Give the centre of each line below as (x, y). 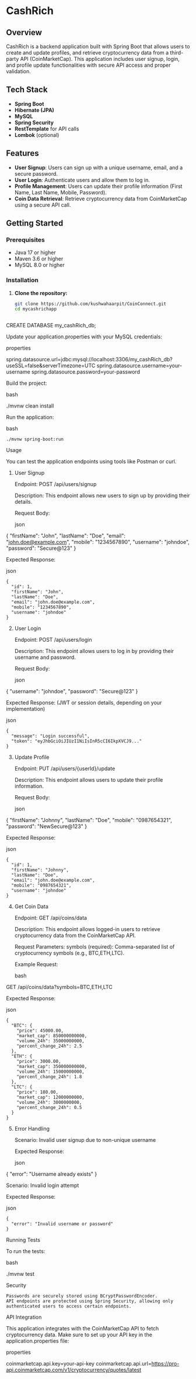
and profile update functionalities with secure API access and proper (88, 65)
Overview (24, 32)
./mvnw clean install (30, 406)
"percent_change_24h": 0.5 (49, 1108)
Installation (22, 280)
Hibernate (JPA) (34, 110)
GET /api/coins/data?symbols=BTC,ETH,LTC (59, 987)
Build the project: (27, 383)
